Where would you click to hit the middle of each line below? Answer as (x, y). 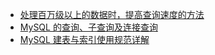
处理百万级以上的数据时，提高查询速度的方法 (112, 14)
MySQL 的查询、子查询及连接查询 (88, 27)
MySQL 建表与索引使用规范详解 (84, 39)
